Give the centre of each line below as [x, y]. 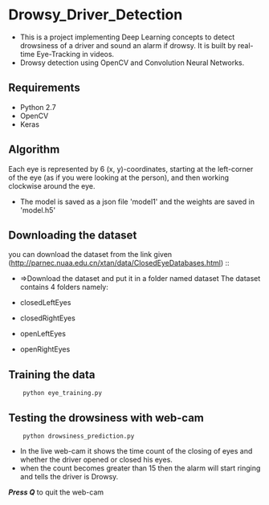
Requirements [44, 88]
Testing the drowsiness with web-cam [106, 418]
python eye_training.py [63, 393]
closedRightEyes [48, 318]
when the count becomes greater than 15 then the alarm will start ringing [140, 468]
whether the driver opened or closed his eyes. [96, 460]
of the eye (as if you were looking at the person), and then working [118, 177]
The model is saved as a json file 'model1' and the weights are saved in [137, 202]
